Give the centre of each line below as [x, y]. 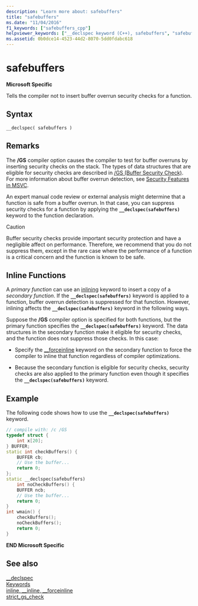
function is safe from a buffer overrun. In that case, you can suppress [90, 203]
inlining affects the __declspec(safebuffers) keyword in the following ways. [98, 308]
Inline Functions [36, 275]
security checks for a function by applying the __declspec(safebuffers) [93, 209]
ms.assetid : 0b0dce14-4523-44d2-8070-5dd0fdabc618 [70, 39]
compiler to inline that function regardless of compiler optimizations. [98, 356]
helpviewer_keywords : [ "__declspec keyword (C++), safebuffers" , [88, 34]
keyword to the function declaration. [50, 215]
